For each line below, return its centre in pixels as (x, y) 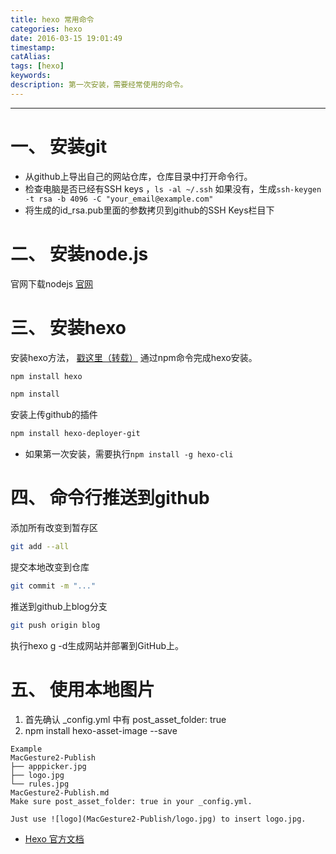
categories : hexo (46, 29)
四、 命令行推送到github (110, 498)
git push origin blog (55, 625)
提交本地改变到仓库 (50, 567)
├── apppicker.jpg (48, 766)
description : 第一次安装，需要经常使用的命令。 (99, 85)
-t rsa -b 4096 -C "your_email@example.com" (119, 199)
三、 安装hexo (68, 327)
